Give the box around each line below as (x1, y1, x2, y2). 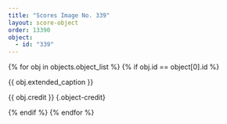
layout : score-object (8, 19, 79, 27)
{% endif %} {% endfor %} (8, 108, 95, 118)
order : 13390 (8, 26, 51, 34)
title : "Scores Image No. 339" (8, 11, 110, 20)
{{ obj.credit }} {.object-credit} (8, 93, 106, 102)
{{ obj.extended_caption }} (8, 78, 94, 87)
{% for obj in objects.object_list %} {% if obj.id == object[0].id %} (8, 62, 220, 71)
